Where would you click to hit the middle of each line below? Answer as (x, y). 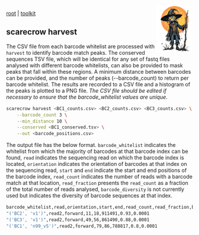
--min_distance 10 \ (42, 121)
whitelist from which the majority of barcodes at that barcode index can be (97, 151)
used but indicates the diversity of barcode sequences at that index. (89, 196)
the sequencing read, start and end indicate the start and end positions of (97, 170)
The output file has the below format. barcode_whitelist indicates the (91, 145)
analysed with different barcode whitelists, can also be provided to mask (94, 65)
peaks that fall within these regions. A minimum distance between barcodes (99, 71)
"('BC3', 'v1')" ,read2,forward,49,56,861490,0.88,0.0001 (78, 220)
